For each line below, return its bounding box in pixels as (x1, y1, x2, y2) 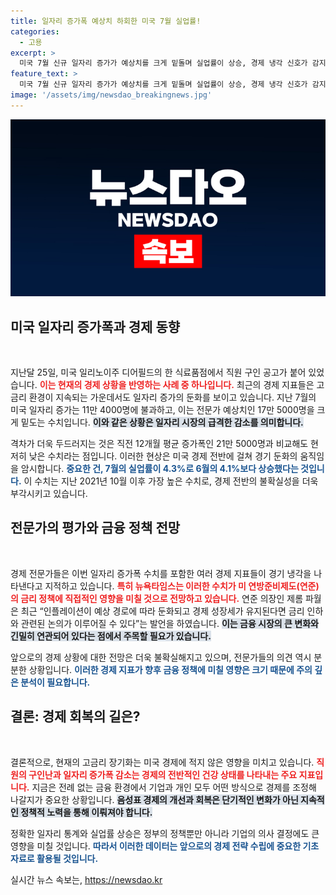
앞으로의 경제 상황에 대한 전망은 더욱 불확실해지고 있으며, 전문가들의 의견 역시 (10, 651, 312, 663)
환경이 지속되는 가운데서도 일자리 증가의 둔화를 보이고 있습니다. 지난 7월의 (28, 391, 317, 404)
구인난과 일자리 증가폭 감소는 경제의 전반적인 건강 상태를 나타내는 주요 (28, 768, 298, 780)
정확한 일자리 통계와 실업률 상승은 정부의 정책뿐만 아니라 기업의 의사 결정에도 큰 (10, 827, 320, 839)
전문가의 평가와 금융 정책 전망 (10, 520, 181, 537)
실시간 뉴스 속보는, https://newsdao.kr (10, 873, 163, 885)
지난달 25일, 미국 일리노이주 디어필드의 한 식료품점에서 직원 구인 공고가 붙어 (10, 366, 307, 379)
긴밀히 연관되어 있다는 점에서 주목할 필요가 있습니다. (10, 630, 212, 642)
